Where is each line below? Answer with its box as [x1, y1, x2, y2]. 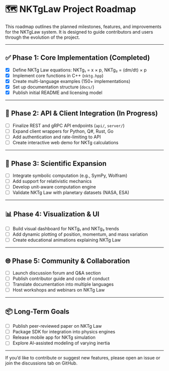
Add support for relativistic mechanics [12, 178, 92, 184]
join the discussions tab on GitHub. [5, 360, 78, 366]
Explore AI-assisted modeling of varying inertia [12, 340, 110, 346]
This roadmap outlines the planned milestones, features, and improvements [5, 23, 162, 30]
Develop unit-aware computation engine [12, 184, 97, 190]
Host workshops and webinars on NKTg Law [12, 287, 105, 293]
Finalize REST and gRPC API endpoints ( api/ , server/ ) [12, 122, 125, 128]
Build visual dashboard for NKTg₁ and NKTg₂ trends [12, 226, 119, 231]
